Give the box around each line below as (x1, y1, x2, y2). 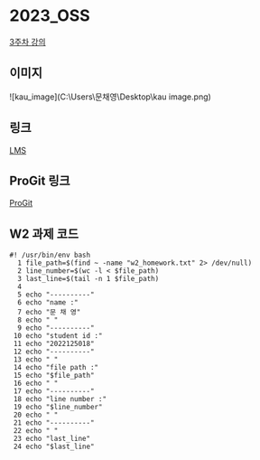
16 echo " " (13, 379, 59, 389)
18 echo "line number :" (13, 395, 107, 404)
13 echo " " (13, 355, 59, 364)
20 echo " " (13, 410, 59, 420)
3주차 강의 (9, 36, 47, 47)
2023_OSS (9, 5, 90, 26)
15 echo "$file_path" (13, 371, 95, 380)
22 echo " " (13, 427, 59, 436)
